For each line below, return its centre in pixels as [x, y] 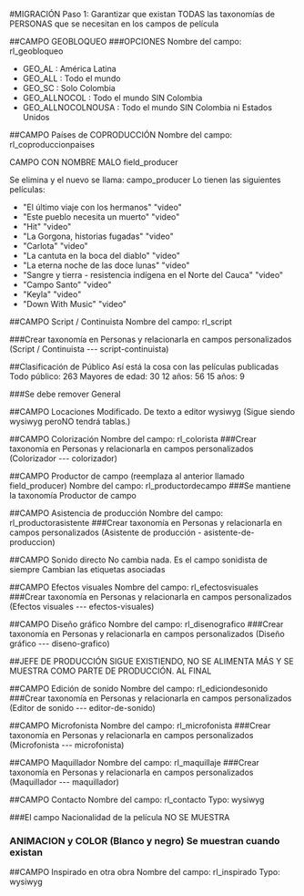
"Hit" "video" [47, 227]
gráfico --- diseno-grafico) [60, 644]
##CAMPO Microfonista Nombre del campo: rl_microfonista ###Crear [140, 726]
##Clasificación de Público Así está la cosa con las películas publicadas [144, 366]
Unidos [36, 117]
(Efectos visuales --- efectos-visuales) [82, 607]
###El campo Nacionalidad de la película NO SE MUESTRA [120, 817]
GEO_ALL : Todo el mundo [71, 78]
